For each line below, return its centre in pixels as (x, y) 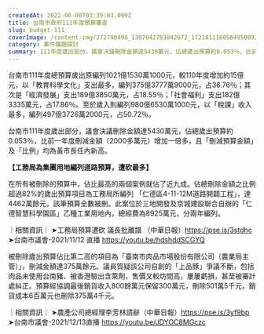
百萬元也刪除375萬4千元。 (76, 296)
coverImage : (27, 37)
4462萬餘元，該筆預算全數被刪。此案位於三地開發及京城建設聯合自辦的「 (127, 203)
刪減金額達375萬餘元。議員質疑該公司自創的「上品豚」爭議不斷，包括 (141, 266)
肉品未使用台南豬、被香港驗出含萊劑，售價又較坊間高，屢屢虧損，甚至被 (125, 276)
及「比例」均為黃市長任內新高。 (60, 151)
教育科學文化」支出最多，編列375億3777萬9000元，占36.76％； (139, 85)
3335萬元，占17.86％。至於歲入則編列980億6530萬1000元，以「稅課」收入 (130, 104)
